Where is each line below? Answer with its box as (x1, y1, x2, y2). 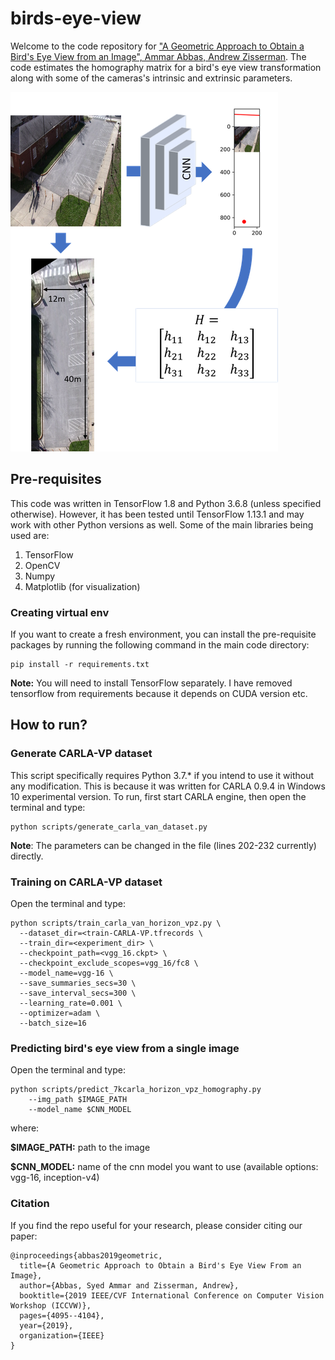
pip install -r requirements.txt (10, 660, 150, 670)
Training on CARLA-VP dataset (10, 875, 163, 889)
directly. (10, 850, 44, 862)
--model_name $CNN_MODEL (28, 1105, 132, 1115)
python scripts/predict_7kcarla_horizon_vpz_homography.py (10, 1085, 262, 1095)
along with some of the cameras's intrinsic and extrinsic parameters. (10, 72, 293, 84)
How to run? (10, 717, 88, 734)
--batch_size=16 (19, 1018, 87, 1029)
